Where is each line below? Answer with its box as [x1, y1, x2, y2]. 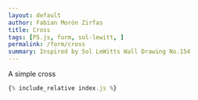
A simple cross [8, 70, 56, 78]
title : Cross [8, 26, 51, 34]
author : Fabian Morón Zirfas [8, 19, 103, 27]
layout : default [8, 11, 61, 20]
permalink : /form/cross [8, 41, 86, 48]
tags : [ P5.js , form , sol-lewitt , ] [8, 33, 124, 41]
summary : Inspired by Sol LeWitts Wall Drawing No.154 [8, 48, 191, 55]
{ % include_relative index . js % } [8, 84, 117, 92]
